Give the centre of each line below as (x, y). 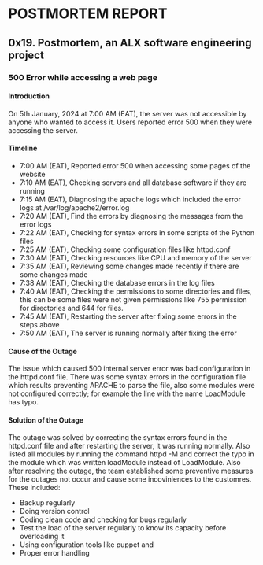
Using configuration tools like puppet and (87, 545)
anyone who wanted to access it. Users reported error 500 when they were (130, 122)
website (32, 174)
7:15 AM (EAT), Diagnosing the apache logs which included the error (130, 199)
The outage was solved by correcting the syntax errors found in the (118, 438)
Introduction (29, 96)
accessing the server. (43, 130)
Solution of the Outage (46, 420)
